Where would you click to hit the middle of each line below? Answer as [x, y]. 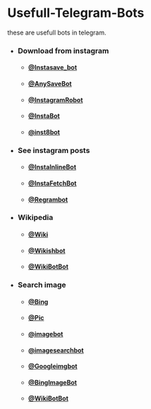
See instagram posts [54, 150]
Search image [42, 285]
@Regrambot [48, 200]
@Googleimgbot [53, 366]
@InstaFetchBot [52, 183]
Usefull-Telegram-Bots [76, 13]
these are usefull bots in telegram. [57, 32]
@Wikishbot [47, 250]
